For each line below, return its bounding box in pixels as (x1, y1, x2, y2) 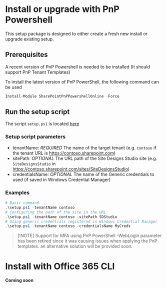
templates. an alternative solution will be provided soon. (17, 243, 132, 249)
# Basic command (5, 200, 39, 205)
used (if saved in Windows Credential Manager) (12, 176, 111, 182)
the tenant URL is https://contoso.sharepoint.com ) (12, 150, 116, 156)
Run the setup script (5, 107, 70, 116)
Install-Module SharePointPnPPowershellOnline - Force (5, 93, 120, 98)
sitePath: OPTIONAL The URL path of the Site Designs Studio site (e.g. (12, 155, 157, 161)
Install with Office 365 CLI (5, 261, 115, 272)
